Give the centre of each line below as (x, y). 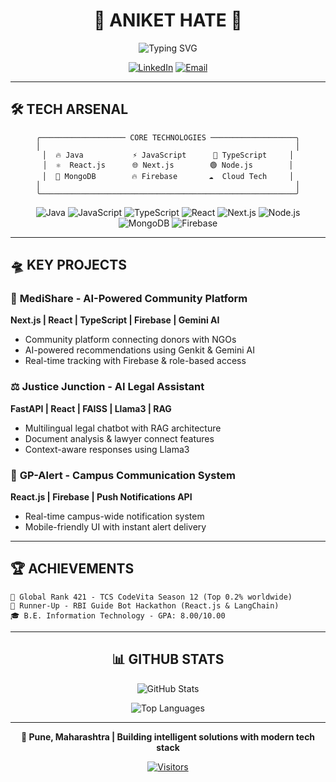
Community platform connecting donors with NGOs (130, 340)
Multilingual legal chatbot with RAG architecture (123, 428)
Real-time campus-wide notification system (114, 516)
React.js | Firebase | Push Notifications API (101, 497)
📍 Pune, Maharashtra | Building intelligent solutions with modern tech (168, 736)
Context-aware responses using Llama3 (107, 449)
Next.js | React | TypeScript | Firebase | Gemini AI (115, 320)
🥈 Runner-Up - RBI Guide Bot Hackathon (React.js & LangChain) (145, 605)
